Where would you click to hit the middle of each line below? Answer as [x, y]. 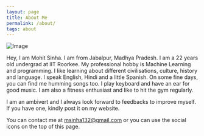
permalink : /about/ [31, 23]
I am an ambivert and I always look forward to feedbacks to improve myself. [101, 102]
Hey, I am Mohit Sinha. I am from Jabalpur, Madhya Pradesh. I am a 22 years [102, 58]
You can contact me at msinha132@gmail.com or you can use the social [97, 120]
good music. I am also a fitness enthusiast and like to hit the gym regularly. [100, 90]
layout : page [23, 12]
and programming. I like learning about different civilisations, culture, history [102, 71]
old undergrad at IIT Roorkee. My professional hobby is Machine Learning [99, 64]
